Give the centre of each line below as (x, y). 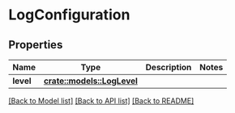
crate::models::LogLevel (90, 81)
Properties (36, 45)
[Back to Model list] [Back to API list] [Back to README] (101, 101)
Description (169, 67)
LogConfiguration (69, 15)
